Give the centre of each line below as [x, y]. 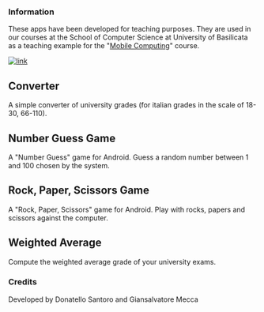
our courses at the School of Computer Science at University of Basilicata [128, 37]
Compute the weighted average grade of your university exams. [112, 261]
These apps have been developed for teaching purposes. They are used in [130, 29]
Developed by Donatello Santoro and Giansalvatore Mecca [104, 299]
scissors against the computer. [58, 218]
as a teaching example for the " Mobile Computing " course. [104, 46]
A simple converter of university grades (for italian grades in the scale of [126, 105]
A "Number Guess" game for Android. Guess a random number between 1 [128, 157]
